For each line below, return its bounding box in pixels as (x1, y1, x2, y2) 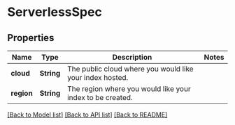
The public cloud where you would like (67, 64, 194, 74)
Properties (7, 32, 55, 44)
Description (112, 53, 152, 62)
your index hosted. (67, 73, 129, 82)
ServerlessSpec (7, 4, 103, 20)
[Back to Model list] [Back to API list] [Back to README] (7, 110, 168, 119)
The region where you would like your (67, 84, 191, 94)
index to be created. (67, 93, 133, 102)
